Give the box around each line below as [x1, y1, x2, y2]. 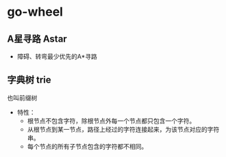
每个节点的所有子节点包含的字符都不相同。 [27, 142, 148, 150]
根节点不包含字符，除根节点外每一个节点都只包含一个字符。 [27, 117, 196, 125]
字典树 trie [7, 74, 51, 86]
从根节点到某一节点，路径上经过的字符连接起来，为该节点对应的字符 [27, 125, 220, 133]
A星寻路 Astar [7, 33, 67, 44]
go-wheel [7, 4, 64, 20]
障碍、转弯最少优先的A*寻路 [16, 53, 98, 60]
